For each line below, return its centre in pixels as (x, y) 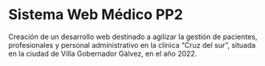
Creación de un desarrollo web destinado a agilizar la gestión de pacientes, (133, 37)
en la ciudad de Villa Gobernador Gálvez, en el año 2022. (103, 53)
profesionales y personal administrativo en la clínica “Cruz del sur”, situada (132, 45)
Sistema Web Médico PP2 (96, 15)
